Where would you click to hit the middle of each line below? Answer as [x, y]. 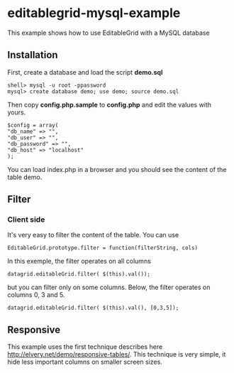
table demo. [25, 177]
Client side [26, 220]
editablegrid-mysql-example [94, 13]
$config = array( [33, 125]
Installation [33, 55]
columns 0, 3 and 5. [36, 295]
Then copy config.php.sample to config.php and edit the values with [109, 104]
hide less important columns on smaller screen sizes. [85, 362]
